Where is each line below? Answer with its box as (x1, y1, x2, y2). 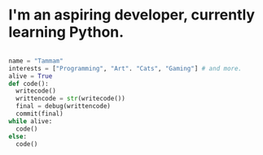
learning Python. (8, 23, 125, 41)
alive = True (8, 71, 53, 80)
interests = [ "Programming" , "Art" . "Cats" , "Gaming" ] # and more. (8, 64, 243, 72)
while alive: (8, 117, 53, 125)
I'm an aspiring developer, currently (8, 6, 255, 24)
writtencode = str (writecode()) (15, 95, 126, 103)
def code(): (8, 80, 49, 88)
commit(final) (15, 110, 64, 118)
